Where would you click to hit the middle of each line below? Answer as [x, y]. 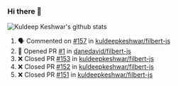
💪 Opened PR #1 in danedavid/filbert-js [74, 51]
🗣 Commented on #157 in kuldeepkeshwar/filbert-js [94, 41]
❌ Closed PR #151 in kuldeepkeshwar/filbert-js [85, 75]
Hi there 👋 [25, 11]
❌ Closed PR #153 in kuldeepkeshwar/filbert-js [86, 59]
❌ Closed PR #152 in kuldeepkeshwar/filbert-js [86, 67]
